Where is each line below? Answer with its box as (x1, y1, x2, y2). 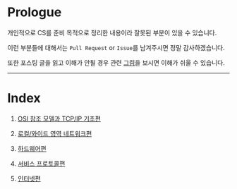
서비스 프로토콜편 (17, 159, 66, 168)
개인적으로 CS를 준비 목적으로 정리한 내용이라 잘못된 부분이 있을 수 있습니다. (7, 28, 217, 37)
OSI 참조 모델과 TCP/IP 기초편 (17, 114, 101, 123)
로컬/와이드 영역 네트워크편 (17, 129, 92, 138)
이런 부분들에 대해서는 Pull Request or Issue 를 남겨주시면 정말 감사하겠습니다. (7, 43, 225, 51)
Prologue (7, 4, 62, 20)
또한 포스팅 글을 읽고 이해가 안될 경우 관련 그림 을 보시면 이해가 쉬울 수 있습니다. (7, 58, 226, 67)
